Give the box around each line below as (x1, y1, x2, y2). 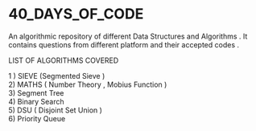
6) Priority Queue (8, 113, 66, 123)
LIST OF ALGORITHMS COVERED (8, 55, 119, 65)
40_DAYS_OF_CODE (8, 5, 144, 23)
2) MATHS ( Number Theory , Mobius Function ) (8, 80, 167, 89)
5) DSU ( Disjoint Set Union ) (8, 105, 103, 115)
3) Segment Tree (8, 88, 64, 97)
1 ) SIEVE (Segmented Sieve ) (8, 71, 105, 80)
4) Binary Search (8, 96, 64, 106)
